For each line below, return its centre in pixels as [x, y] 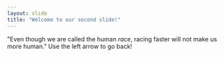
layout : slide [27, 13]
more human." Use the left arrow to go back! [70, 46]
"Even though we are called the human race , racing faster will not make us [112, 39]
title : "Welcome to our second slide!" [64, 20]
